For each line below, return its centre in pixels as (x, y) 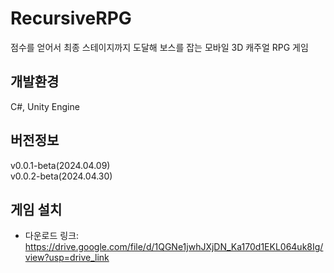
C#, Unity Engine (45, 106)
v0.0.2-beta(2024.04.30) (61, 176)
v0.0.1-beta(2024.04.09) (60, 165)
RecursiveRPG (71, 18)
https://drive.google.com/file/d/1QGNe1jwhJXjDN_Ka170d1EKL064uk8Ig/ (174, 247)
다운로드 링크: (52, 236)
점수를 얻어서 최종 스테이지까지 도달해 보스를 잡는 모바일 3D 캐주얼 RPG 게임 (159, 47)
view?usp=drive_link (67, 258)
